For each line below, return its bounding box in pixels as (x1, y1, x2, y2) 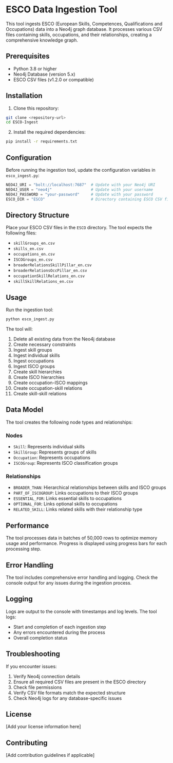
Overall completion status (13, 634, 68, 641)
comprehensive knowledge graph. (6, 37, 79, 43)
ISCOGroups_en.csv (13, 257, 53, 263)
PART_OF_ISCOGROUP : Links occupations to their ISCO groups (13, 490, 138, 496)
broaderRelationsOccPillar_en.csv (13, 268, 87, 274)
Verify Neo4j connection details (13, 673, 81, 679)
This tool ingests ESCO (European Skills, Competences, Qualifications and (6, 21, 163, 27)
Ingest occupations (13, 358, 54, 364)
